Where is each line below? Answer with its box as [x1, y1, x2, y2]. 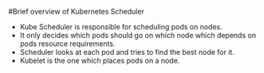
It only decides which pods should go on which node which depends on [19, 31, 257, 40]
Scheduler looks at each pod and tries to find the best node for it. [19, 48, 235, 56]
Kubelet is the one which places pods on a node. [19, 56, 180, 65]
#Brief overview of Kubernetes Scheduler [8, 7, 145, 16]
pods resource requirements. [19, 39, 116, 48]
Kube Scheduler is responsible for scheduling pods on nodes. [19, 22, 223, 31]
